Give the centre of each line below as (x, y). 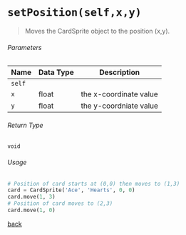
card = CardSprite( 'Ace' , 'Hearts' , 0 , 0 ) (71, 190)
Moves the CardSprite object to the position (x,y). (97, 31)
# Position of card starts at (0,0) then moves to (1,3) (94, 184)
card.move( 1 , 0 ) (31, 210)
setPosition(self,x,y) (74, 12)
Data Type (56, 72)
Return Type (26, 125)
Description (120, 72)
